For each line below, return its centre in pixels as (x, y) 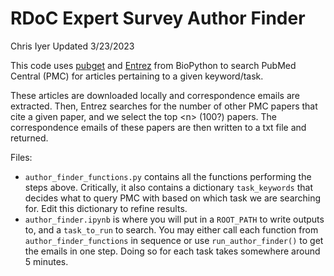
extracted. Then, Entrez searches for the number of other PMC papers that (164, 106)
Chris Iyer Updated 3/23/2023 (72, 46)
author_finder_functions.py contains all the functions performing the (168, 176)
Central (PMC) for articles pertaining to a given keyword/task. (137, 76)
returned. (29, 138)
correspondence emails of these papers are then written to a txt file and (158, 127)
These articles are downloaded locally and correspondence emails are (155, 95)
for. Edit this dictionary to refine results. (106, 208)
